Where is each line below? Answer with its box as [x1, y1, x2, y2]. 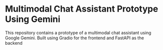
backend [5, 40, 23, 46]
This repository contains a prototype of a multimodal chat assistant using [5, 30, 152, 35]
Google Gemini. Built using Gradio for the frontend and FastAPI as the [5, 35, 145, 41]
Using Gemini [5, 14, 61, 25]
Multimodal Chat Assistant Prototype [5, 3, 158, 15]
